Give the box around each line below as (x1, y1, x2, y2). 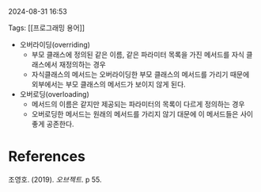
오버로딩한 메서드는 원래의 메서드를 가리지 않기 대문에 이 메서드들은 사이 (31, 109, 254, 118)
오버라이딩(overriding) (19, 40, 91, 49)
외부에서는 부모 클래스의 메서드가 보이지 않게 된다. (31, 79, 186, 89)
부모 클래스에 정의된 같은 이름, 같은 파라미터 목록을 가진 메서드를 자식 (31, 50, 245, 59)
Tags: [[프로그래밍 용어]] (8, 23, 85, 33)
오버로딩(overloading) (19, 90, 89, 98)
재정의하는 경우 (59, 60, 107, 69)
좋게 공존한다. (31, 119, 74, 129)
